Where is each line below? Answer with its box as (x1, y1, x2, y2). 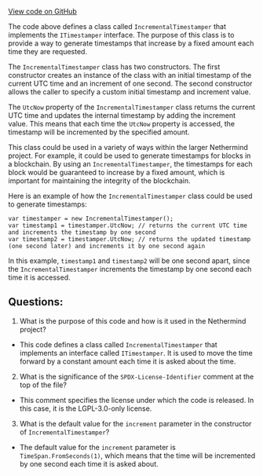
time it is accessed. (8, 273, 71, 282)
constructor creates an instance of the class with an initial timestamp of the (8, 71, 252, 79)
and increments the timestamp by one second (8, 229, 156, 236)
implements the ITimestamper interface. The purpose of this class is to (8, 31, 235, 39)
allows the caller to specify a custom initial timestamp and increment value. (8, 87, 251, 97)
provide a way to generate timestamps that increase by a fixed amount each (8, 38, 254, 48)
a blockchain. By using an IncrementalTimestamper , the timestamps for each (8, 159, 253, 168)
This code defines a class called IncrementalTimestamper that (19, 339, 217, 349)
